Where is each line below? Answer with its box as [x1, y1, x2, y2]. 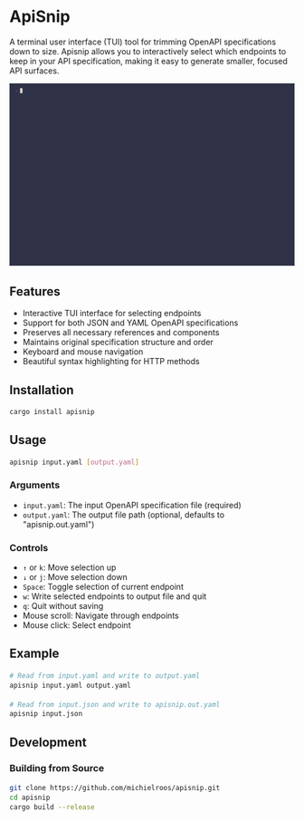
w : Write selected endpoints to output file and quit [22, 591, 207, 602]
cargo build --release [9, 802, 95, 812]
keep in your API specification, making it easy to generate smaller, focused [9, 55, 288, 66]
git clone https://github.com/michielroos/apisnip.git [9, 783, 221, 792]
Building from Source [9, 761, 105, 774]
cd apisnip [9, 793, 51, 802]
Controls [9, 541, 49, 554]
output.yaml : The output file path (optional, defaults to [22, 509, 224, 520]
